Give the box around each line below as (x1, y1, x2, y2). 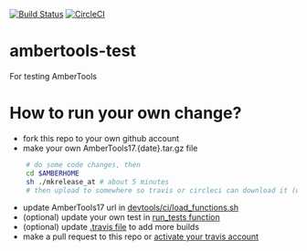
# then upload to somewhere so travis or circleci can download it (26, 185, 288, 195)
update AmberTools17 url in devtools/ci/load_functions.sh (22, 202, 239, 214)
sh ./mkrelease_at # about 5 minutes (26, 177, 170, 186)
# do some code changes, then (26, 160, 142, 169)
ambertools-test (9, 41, 137, 61)
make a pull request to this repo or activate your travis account (22, 231, 259, 242)
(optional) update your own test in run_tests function (22, 212, 221, 223)
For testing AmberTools (9, 70, 98, 81)
